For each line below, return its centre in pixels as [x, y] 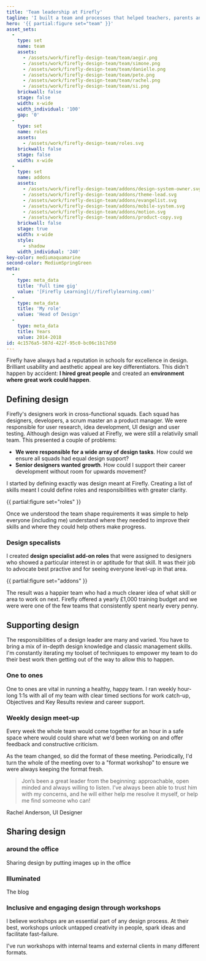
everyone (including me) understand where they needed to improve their [98, 520]
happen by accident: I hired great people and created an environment [95, 373]
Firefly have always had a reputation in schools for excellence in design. [97, 360]
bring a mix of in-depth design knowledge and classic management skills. [99, 646]
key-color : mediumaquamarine [44, 257]
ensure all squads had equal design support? [72, 458]
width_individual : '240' [49, 252]
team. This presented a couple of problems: [62, 440]
